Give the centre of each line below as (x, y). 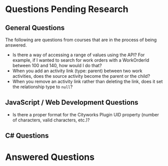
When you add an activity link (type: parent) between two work (77, 71)
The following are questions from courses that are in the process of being (81, 40)
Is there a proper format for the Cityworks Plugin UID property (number (85, 114)
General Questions (35, 28)
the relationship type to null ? (42, 87)
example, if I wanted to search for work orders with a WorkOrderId (81, 60)
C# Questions (27, 136)
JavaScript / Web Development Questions (72, 103)
